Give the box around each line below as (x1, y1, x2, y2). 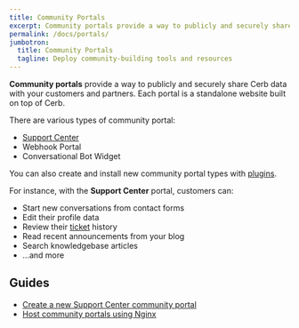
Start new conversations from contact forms (21, 203, 185, 213)
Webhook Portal (21, 141, 82, 152)
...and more (21, 250, 65, 260)
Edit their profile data (21, 212, 100, 222)
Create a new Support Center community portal (21, 299, 198, 309)
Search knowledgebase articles (21, 241, 138, 251)
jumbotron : (9, 37, 50, 47)
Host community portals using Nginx (21, 308, 157, 319)
